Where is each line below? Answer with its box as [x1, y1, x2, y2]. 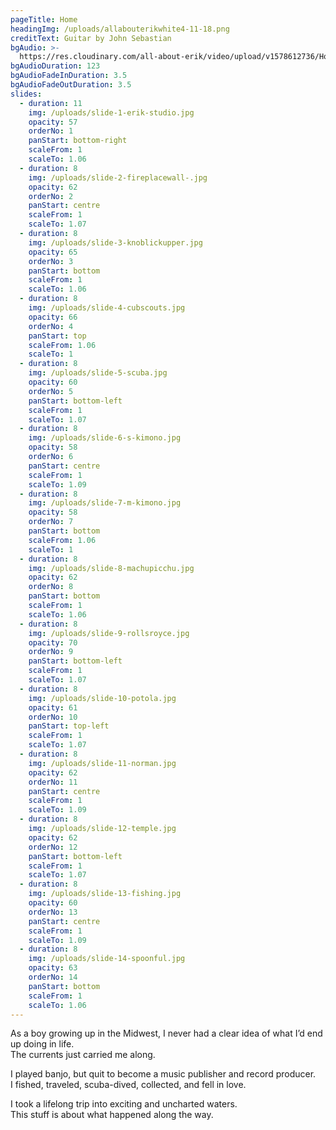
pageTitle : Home [10, 14, 78, 25]
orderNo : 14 [28, 972, 78, 982]
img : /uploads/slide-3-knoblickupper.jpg [28, 237, 203, 248]
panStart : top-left [28, 721, 110, 731]
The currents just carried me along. [10, 1049, 156, 1061]
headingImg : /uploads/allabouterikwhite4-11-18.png [10, 24, 230, 34]
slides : [10, 89, 43, 99]
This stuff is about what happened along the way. [10, 1109, 214, 1121]
